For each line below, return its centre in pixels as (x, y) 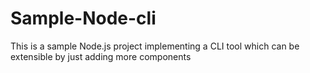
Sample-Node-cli (83, 18)
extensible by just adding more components (101, 56)
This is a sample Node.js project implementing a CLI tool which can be (155, 46)
